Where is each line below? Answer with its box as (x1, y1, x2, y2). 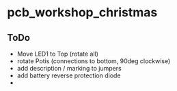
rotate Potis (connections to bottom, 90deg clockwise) (16, 57, 171, 65)
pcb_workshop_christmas (7, 5, 158, 20)
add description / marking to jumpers (16, 65, 122, 72)
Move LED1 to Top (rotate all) (16, 50, 99, 58)
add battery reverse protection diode (16, 71, 121, 79)
